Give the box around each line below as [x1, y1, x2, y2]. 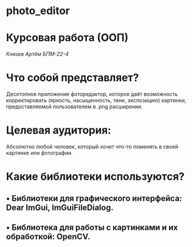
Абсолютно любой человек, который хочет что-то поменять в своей [6, 143, 178, 150]
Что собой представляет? [6, 71, 139, 85]
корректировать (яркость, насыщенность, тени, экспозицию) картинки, [6, 97, 187, 104]
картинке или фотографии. [6, 149, 73, 156]
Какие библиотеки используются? [6, 170, 185, 183]
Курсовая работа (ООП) [6, 31, 129, 45]
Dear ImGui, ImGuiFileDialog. [6, 202, 114, 212]
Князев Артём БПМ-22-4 [6, 51, 69, 58]
